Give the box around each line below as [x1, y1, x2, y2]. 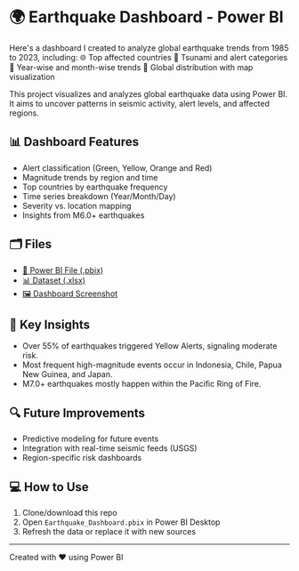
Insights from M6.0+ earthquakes [21, 210, 145, 221]
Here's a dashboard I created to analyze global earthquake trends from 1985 [9, 42, 289, 53]
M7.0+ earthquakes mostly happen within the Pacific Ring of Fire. [21, 379, 262, 390]
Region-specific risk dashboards [21, 453, 142, 463]
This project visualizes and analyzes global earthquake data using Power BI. [9, 88, 287, 99]
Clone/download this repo [21, 508, 117, 518]
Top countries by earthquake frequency [21, 181, 168, 192]
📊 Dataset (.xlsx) [21, 275, 86, 285]
